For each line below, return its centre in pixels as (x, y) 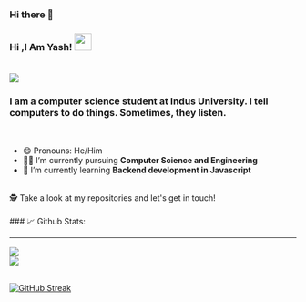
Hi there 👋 (32, 15)
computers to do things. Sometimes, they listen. (118, 113)
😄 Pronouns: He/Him (62, 151)
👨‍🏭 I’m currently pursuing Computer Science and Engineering (140, 160)
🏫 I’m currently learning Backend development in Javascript (137, 170)
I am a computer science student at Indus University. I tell (139, 101)
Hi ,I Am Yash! (41, 47)
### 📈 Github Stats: (48, 221)
